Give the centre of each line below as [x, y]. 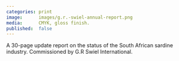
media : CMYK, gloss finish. [48, 23]
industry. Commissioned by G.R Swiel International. [70, 52]
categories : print [29, 12]
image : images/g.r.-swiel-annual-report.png [70, 17]
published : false [29, 28]
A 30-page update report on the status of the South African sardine [89, 45]
